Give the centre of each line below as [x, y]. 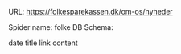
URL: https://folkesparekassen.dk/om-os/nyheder [90, 12]
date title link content [43, 43]
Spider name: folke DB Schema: [61, 27]
